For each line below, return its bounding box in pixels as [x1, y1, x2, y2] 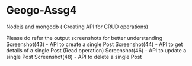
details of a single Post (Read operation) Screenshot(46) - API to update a [6, 47, 187, 54]
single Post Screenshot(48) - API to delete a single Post [6, 53, 142, 60]
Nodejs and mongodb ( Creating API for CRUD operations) [6, 23, 149, 30]
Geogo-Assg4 [6, 4, 77, 17]
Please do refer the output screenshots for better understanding [6, 34, 163, 41]
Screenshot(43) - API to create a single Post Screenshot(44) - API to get [6, 41, 183, 48]
